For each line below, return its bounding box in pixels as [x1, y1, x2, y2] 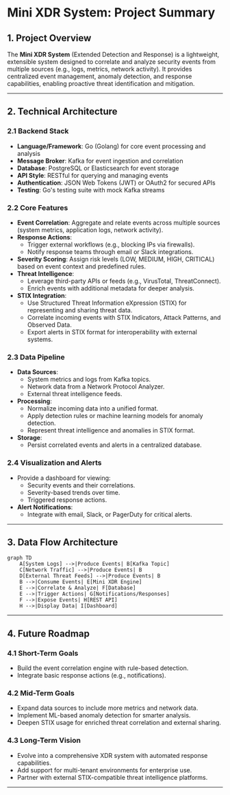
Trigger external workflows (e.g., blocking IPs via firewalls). [27, 240, 195, 249]
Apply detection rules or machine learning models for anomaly [27, 412, 203, 420]
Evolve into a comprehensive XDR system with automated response [16, 751, 208, 759]
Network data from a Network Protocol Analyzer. [27, 382, 165, 391]
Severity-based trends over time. [27, 488, 120, 496]
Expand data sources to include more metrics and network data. [16, 704, 199, 712]
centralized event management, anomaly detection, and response [7, 72, 192, 80]
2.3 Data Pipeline [7, 352, 65, 362]
